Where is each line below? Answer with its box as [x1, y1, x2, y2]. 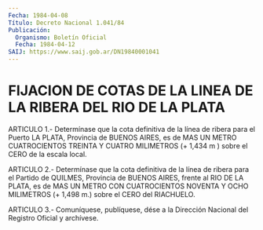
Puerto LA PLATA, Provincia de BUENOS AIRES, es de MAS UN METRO [8, 133, 237, 142]
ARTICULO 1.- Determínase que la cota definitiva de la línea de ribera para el [8, 124, 256, 133]
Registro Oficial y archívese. [8, 213, 99, 222]
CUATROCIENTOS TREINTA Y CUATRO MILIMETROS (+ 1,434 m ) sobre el [8, 141, 248, 150]
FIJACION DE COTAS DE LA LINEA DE [8, 82, 254, 100]
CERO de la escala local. [8, 149, 88, 159]
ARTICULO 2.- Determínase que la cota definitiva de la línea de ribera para [8, 164, 250, 173]
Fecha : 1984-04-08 [8, 11, 68, 20]
